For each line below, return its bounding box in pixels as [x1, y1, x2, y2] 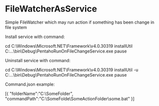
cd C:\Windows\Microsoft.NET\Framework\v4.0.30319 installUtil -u [5, 66, 139, 73]
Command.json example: [5, 81, 55, 87]
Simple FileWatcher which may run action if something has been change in [5, 19, 155, 25]
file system [5, 24, 27, 30]
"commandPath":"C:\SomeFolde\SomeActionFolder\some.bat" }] [5, 95, 135, 102]
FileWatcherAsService [5, 3, 97, 14]
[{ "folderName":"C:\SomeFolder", [5, 91, 74, 96]
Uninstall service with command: [5, 57, 71, 63]
